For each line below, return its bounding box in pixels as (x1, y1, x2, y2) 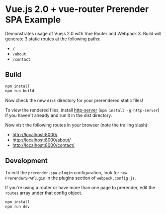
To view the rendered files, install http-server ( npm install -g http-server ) (5, 107, 160, 113)
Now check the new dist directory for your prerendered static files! (5, 97, 143, 103)
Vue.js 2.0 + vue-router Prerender (5, 3, 149, 15)
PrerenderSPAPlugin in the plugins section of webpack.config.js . (5, 175, 136, 181)
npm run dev (5, 204, 30, 210)
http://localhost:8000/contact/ (12, 142, 75, 148)
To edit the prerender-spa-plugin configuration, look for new (5, 170, 128, 176)
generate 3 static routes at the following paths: (5, 36, 101, 42)
